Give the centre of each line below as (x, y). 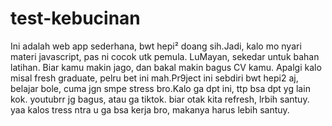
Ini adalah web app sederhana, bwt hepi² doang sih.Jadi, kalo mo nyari (156, 46)
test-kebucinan (75, 18)
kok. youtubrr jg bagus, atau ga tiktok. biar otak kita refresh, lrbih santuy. (160, 99)
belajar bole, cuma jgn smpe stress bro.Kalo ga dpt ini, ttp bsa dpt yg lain (160, 88)
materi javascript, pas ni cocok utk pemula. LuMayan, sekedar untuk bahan (165, 56)
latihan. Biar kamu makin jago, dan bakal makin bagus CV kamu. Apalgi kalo (166, 67)
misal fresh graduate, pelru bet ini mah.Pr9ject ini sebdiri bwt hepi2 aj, (154, 78)
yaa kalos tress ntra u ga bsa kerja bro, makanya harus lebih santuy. (150, 109)
